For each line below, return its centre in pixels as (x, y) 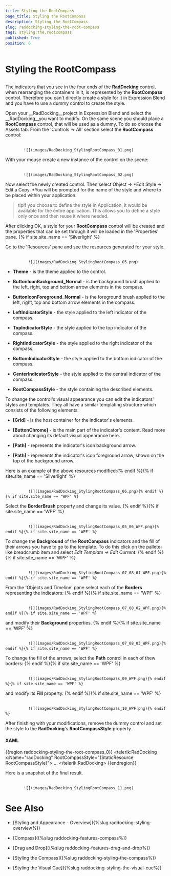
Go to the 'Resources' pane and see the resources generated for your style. (85, 247)
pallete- (154, 547)
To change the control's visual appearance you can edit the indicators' (80, 399)
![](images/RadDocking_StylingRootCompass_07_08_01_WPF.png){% (97, 573)
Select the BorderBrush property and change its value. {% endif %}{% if (82, 506)
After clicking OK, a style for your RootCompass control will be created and (85, 226)
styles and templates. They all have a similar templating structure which (81, 405)
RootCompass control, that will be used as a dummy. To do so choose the (83, 124)
